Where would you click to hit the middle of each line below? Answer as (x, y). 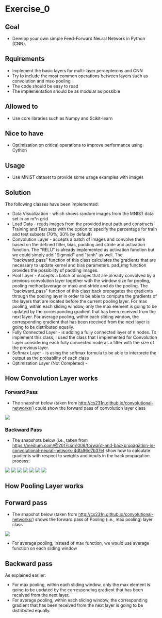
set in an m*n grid (30, 219)
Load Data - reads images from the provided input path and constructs (83, 224)
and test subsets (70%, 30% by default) (52, 234)
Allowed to (22, 107)
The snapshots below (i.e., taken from (50, 440)
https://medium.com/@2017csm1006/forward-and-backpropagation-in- (84, 446)
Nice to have (24, 134)
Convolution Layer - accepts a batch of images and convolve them (79, 239)
